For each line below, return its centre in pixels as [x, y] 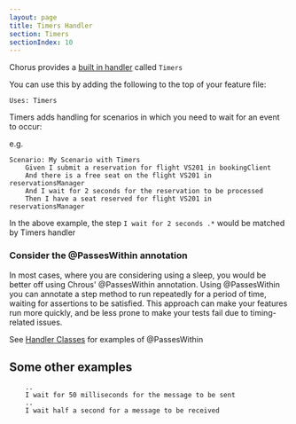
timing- [263, 312]
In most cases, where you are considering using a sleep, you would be [138, 275]
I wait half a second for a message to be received [122, 411]
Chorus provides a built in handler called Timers [96, 67]
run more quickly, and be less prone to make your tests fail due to [129, 312]
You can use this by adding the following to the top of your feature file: [138, 84]
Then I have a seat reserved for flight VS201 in [119, 199]
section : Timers [39, 34]
